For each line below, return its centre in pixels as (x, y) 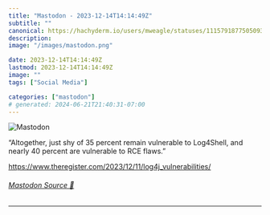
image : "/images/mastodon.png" (61, 46)
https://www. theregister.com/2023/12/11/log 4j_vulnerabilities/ (110, 167)
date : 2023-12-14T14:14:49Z (55, 60)
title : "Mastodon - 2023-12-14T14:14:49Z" (80, 16)
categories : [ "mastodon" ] (51, 97)
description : (30, 38)
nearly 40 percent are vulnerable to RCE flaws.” (87, 151)
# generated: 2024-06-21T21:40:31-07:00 (77, 104)
